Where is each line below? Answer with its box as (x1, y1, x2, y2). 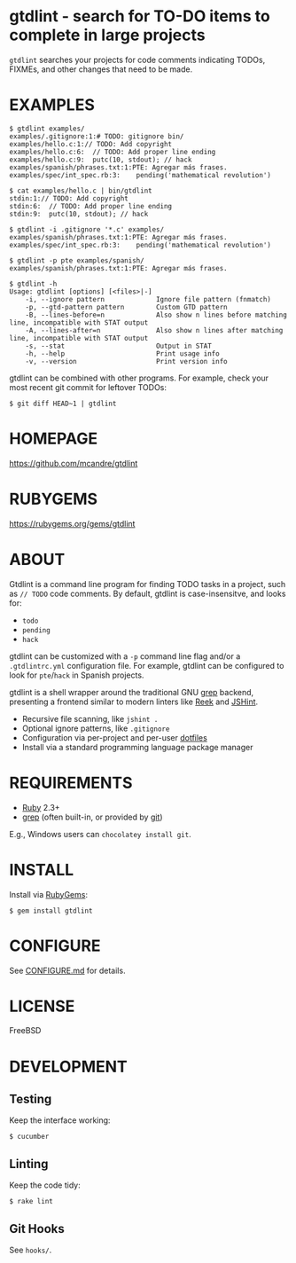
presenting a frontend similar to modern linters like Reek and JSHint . (9, 696, 259, 707)
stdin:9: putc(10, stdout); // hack (9, 209, 149, 218)
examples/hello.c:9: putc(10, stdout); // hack (9, 155, 192, 164)
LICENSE (9, 996, 75, 1016)
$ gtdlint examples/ (9, 124, 86, 133)
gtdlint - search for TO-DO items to (9, 6, 270, 27)
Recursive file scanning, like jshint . (21, 713, 159, 724)
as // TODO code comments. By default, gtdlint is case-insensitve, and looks (9, 588, 286, 599)
